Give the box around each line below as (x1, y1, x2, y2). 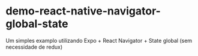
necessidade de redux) (5, 43, 63, 51)
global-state (5, 17, 68, 31)
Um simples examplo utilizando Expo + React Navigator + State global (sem (5, 37, 193, 44)
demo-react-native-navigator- (5, 4, 161, 18)
